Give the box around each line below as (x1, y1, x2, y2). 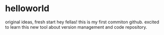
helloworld (5, 3, 50, 14)
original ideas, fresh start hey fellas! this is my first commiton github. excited (5, 19, 160, 25)
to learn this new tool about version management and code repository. (5, 24, 147, 30)
